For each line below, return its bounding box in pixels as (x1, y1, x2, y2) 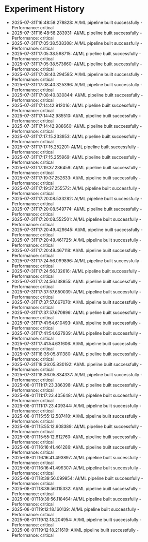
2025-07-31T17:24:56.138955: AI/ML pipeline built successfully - (11, 278, 141, 284)
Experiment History (4, 3, 85, 15)
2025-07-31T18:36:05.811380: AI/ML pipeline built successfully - (11, 351, 141, 357)
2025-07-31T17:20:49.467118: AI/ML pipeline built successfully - (11, 247, 141, 253)
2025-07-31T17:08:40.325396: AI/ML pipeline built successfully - (11, 81, 143, 87)
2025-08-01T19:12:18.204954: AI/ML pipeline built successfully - (11, 517, 142, 523)
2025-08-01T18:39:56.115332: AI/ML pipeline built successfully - (11, 485, 141, 491)
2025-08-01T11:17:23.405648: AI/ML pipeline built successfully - (11, 392, 142, 398)
